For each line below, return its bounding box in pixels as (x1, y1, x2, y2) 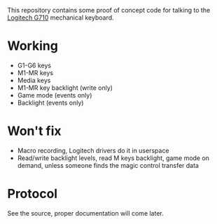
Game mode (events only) (17, 91, 92, 99)
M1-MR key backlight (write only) (17, 84, 113, 92)
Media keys (17, 76, 51, 84)
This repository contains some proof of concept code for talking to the (7, 6, 211, 14)
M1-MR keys (17, 68, 54, 77)
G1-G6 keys (17, 61, 51, 70)
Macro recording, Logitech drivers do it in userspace (17, 146, 169, 154)
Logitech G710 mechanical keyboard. (7, 13, 114, 22)
